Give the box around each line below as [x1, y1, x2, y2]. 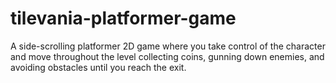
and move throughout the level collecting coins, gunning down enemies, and [10, 50, 325, 62]
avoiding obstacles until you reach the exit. [10, 61, 187, 73]
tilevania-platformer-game [10, 7, 237, 30]
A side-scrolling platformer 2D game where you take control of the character [10, 40, 326, 52]
